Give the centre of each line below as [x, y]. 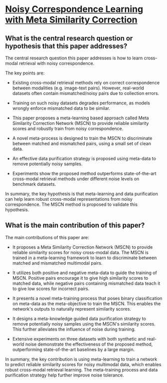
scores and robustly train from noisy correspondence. [68, 129]
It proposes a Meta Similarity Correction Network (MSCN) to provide [83, 247]
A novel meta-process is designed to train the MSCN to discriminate [82, 138]
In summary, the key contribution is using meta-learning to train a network [81, 359]
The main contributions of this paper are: [47, 237]
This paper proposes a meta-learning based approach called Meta [81, 118]
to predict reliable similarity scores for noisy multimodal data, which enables [83, 364]
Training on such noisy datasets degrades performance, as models [81, 103]
